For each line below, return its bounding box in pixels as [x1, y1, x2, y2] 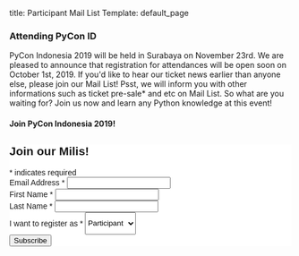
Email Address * [9, 177, 65, 187]
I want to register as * [9, 218, 83, 228]
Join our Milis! [9, 144, 90, 158]
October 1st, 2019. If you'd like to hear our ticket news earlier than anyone [9, 69, 281, 80]
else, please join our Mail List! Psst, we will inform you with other [9, 79, 248, 90]
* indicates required [9, 167, 77, 177]
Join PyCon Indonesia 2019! [9, 118, 116, 129]
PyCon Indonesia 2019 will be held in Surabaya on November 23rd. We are [9, 50, 285, 61]
